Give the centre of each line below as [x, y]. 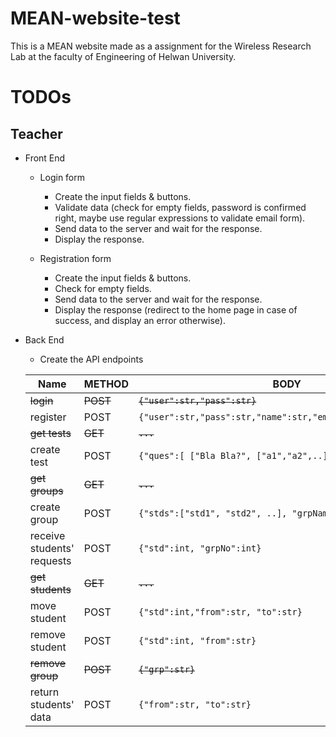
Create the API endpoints [91, 359]
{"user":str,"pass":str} [197, 400]
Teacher [36, 133]
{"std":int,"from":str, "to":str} [220, 611]
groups [46, 490]
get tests [50, 433]
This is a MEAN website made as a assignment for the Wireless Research [161, 46]
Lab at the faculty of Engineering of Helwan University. [123, 56]
